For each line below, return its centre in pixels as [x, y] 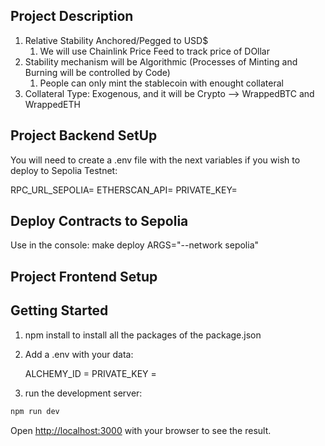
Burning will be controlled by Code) [97, 72]
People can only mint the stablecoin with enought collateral [161, 83]
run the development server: [83, 393]
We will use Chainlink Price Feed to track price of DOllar [155, 51]
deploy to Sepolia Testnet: [64, 170]
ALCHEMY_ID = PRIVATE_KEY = [90, 373]
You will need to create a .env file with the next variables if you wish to [155, 160]
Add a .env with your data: [79, 354]
